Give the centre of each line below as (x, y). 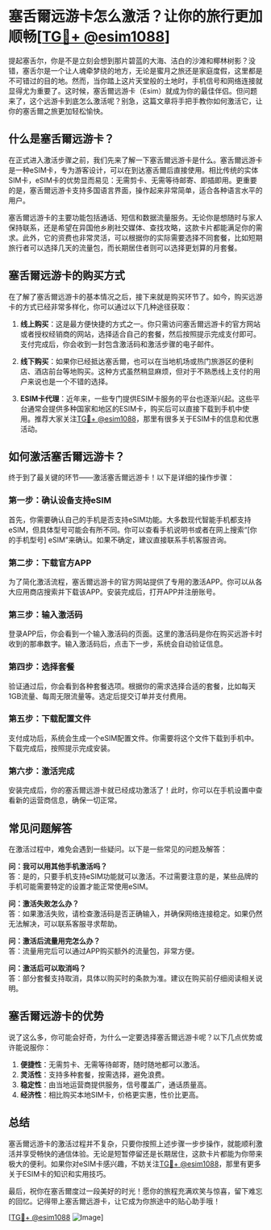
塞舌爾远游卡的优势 (56, 1017)
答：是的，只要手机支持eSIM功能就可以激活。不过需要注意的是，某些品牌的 (133, 876)
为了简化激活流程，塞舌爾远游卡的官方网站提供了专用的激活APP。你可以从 (132, 581)
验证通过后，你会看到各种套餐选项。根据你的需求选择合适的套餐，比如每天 (132, 686)
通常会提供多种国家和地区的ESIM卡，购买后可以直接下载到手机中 (135, 408)
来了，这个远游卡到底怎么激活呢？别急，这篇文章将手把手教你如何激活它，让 (135, 101)
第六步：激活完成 (42, 771)
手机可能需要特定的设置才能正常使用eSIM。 (81, 886)
